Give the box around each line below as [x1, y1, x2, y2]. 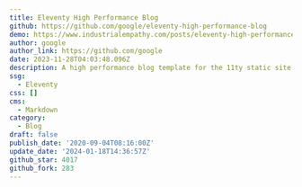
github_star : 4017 [9, 155, 78, 165]
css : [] [9, 88, 39, 97]
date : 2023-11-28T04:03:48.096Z [9, 55, 130, 64]
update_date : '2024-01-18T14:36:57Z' [9, 147, 151, 156]
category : [9, 113, 47, 122]
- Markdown [17, 105, 58, 114]
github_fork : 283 [9, 164, 75, 173]
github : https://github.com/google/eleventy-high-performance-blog [9, 22, 268, 31]
